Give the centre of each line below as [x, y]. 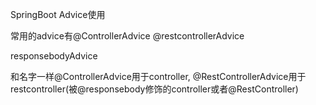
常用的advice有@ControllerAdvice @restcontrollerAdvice [127, 36]
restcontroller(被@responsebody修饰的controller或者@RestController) [154, 89]
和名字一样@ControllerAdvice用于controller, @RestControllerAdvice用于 [158, 76]
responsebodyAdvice [54, 56]
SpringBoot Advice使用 [58, 14]
